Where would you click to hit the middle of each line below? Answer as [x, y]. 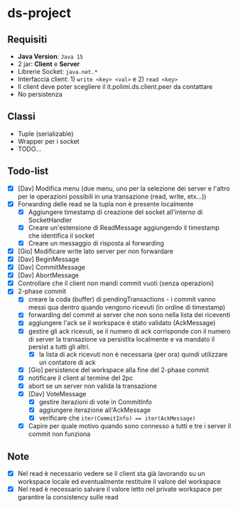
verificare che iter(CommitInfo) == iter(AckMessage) [117, 418]
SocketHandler [50, 220]
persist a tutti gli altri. [59, 346]
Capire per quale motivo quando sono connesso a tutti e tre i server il [130, 426]
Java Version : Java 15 [50, 56]
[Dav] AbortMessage [48, 275]
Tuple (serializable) [45, 134]
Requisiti [27, 39]
